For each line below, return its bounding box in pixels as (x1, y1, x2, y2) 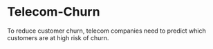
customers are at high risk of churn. (7, 33, 109, 42)
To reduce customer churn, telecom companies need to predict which (7, 27, 206, 35)
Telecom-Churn (7, 4, 100, 20)
